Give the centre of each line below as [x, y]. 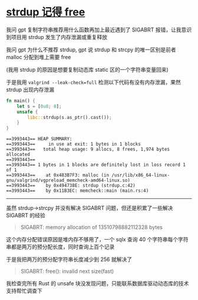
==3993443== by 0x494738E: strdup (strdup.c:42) [71, 186]
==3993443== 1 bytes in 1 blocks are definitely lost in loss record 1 [96, 165]
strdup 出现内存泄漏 [30, 89]
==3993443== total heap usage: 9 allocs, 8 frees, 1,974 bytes [88, 149]
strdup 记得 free [46, 12]
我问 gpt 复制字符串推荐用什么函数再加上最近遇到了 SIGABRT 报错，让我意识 [99, 30]
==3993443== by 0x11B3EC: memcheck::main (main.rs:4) [77, 191]
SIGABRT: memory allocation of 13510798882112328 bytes [92, 227]
